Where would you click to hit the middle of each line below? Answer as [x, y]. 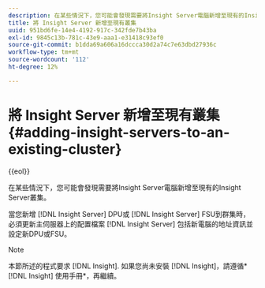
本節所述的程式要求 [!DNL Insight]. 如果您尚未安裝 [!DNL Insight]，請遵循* [128, 266]
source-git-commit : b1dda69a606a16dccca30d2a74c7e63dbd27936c [112, 45]
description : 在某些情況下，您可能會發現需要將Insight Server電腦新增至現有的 [126, 15]
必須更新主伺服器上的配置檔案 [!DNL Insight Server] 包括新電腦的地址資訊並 [131, 224]
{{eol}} [19, 171]
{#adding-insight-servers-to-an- [119, 132]
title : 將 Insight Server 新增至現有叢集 [72, 23]
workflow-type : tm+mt [44, 52]
